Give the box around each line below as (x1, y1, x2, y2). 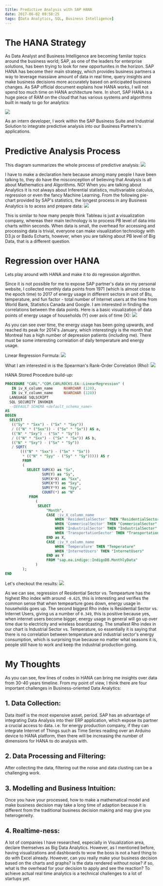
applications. (5, 128, 31, 134)
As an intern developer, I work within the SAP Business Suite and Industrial (5, 118, 154, 124)
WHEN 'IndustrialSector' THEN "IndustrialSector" (55, 526, 158, 531)
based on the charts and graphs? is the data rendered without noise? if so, (5, 860, 154, 866)
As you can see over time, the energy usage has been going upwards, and (5, 322, 154, 328)
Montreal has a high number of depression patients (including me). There (5, 332, 151, 338)
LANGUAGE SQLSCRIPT (9, 395, 49, 400)
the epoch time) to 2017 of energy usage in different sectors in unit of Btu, (5, 291, 153, 297)
